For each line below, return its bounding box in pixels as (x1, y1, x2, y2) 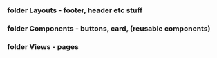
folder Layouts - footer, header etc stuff (7, 5, 143, 15)
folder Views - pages (7, 42, 79, 51)
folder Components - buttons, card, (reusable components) (7, 23, 211, 33)
